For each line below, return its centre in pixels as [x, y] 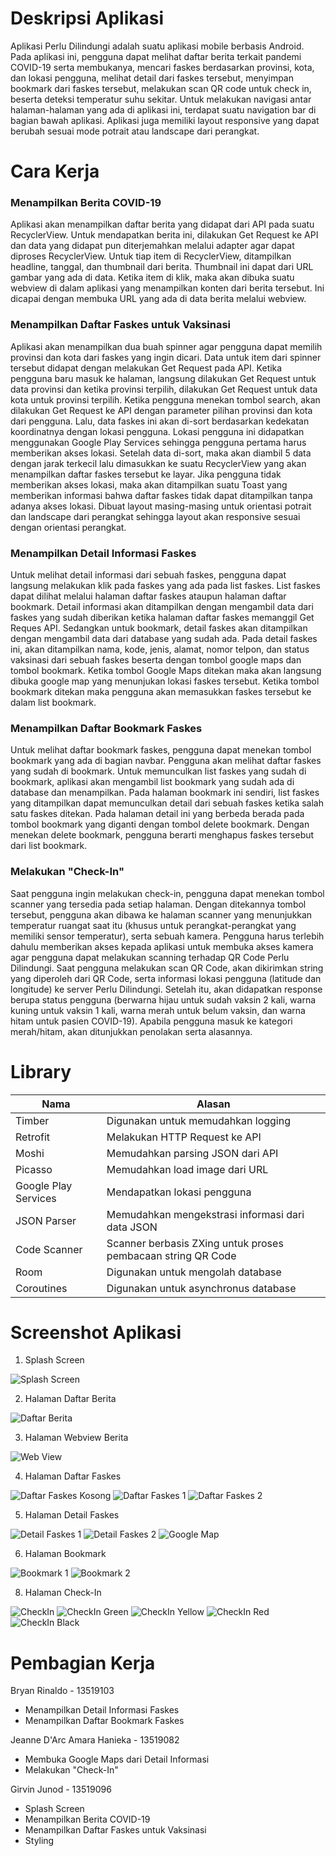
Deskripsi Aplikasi [87, 18]
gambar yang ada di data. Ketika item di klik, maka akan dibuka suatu [152, 278]
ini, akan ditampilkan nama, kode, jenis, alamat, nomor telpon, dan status [160, 649]
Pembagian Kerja [83, 1663]
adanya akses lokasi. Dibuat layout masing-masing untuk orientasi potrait [161, 506]
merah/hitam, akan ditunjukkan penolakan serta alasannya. [131, 1031]
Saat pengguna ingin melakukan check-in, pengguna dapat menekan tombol [167, 893]
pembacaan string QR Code [171, 1255]
